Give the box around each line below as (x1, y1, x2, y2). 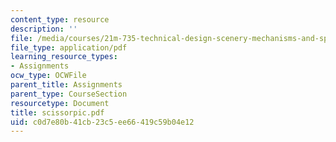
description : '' (10, 24, 78, 34)
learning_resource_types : (10, 52, 118, 62)
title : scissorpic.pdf (10, 107, 105, 118)
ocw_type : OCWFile (10, 71, 87, 81)
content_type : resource (10, 14, 110, 25)
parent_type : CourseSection (10, 89, 128, 99)
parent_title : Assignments (10, 80, 123, 90)
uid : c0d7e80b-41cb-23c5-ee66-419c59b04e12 (10, 117, 195, 127)
